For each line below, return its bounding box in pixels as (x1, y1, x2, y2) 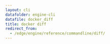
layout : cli (5, 7, 30, 13)
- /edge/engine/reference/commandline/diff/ (10, 31, 105, 36)
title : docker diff (5, 21, 47, 27)
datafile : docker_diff (5, 17, 53, 22)
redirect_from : (5, 26, 38, 31)
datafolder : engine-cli (5, 12, 56, 17)
